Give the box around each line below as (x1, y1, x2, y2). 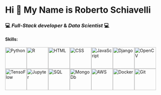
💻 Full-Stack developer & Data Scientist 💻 (5, 22, 110, 29)
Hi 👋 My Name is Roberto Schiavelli (5, 4, 151, 16)
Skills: (5, 36, 18, 42)
